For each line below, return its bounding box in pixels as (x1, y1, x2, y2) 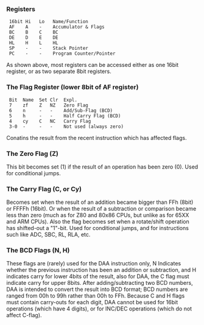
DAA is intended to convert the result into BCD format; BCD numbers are (6, 285, 188, 293)
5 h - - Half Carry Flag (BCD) (9, 113, 121, 119)
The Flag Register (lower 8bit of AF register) (6, 83, 139, 91)
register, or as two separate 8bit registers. (6, 68, 111, 75)
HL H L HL (9, 40, 59, 46)
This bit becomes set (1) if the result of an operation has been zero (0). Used (6, 163, 199, 170)
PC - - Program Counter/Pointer (9, 51, 116, 57)
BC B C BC (9, 29, 59, 35)
